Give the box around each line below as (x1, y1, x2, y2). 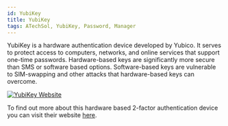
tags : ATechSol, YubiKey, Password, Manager (7, 22, 136, 29)
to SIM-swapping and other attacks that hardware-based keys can (7, 70, 195, 78)
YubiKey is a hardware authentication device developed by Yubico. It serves (7, 42, 221, 50)
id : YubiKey (7, 10, 41, 17)
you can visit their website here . (7, 111, 97, 119)
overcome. (7, 78, 38, 86)
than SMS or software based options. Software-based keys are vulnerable (7, 63, 216, 72)
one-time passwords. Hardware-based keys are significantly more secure (7, 56, 215, 64)
